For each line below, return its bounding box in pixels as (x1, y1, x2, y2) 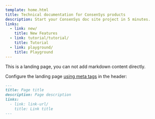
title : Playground (14, 49, 53, 54)
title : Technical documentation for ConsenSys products (5, 12, 126, 17)
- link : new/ (10, 26, 37, 31)
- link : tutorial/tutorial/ (10, 36, 69, 41)
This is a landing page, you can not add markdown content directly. (5, 64, 146, 70)
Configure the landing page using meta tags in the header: (5, 73, 128, 79)
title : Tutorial (14, 40, 49, 45)
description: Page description (5, 92, 71, 97)
